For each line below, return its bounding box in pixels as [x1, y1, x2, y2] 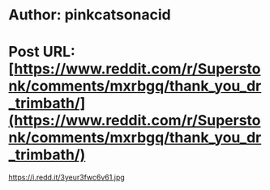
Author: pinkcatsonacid [8, 6, 172, 24]
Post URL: [8, 43, 75, 61]
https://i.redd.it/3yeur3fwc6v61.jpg [8, 172, 126, 183]
